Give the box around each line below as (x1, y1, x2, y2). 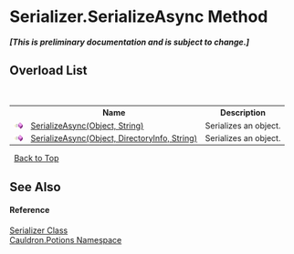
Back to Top (13, 153, 59, 164)
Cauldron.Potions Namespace (9, 234, 122, 245)
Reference (9, 205, 50, 216)
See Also (9, 179, 61, 195)
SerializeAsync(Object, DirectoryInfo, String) (30, 132, 198, 143)
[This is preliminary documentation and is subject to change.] (9, 36, 249, 47)
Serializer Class (9, 225, 68, 236)
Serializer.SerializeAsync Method (9, 6, 268, 27)
